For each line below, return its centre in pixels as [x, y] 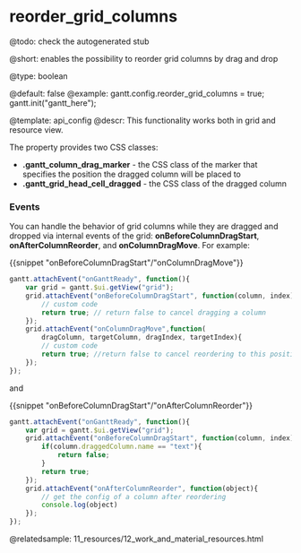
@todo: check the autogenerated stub [79, 41]
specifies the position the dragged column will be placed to [132, 174]
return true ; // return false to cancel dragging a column [154, 312]
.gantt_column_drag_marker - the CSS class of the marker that [140, 164]
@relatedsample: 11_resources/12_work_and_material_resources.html [137, 539]
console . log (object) [80, 505]
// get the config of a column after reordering [134, 497]
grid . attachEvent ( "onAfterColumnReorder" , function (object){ [142, 488]
